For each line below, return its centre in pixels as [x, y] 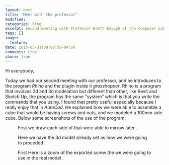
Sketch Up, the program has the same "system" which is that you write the [82, 97]
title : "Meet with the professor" [41, 15]
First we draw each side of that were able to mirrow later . [77, 128]
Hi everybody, [20, 71]
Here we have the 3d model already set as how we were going [82, 138]
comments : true [21, 52]
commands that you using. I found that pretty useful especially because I [81, 102]
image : [12, 38]
